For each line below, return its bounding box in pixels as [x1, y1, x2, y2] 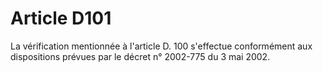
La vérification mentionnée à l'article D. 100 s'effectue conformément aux [10, 40, 313, 52]
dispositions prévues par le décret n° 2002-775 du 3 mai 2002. [10, 50, 271, 62]
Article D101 [10, 7, 112, 30]
